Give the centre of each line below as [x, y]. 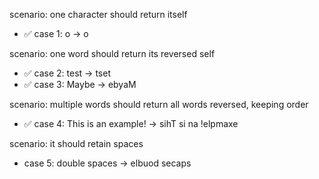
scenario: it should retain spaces [76, 143]
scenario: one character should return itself [98, 14]
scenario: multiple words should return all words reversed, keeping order [159, 104]
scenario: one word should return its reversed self [112, 53]
